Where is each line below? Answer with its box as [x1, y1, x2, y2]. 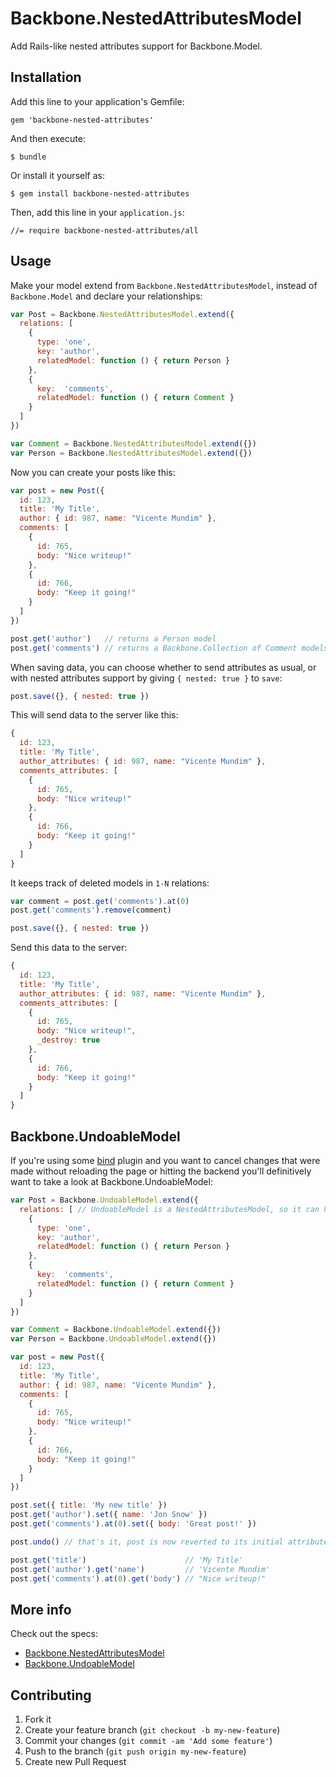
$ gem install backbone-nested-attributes [10, 188, 190, 199]
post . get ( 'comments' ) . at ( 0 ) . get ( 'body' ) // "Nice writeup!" [10, 1573, 267, 1584]
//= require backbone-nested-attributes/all [10, 225, 199, 236]
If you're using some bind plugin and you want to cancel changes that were [10, 1155, 321, 1166]
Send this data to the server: [10, 942, 128, 954]
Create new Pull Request [24, 1756, 127, 1767]
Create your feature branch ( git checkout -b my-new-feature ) [24, 1724, 281, 1736]
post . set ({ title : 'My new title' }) [10, 1500, 168, 1511]
